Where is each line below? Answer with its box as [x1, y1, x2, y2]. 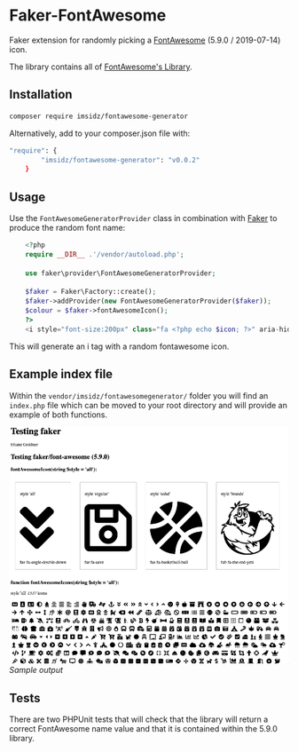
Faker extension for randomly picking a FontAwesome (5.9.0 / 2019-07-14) [9, 35, 281, 45]
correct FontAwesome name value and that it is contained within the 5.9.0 [9, 724, 278, 734]
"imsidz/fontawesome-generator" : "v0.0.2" [41, 155, 200, 164]
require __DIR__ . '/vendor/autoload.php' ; [25, 249, 184, 258]
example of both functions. [9, 409, 108, 420]
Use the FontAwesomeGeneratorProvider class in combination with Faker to [9, 213, 278, 224]
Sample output [9, 665, 64, 676]
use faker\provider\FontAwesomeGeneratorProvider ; [25, 268, 216, 278]
